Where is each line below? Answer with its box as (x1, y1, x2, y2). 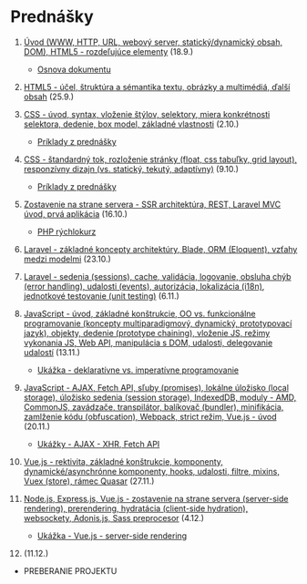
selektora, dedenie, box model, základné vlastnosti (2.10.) (23, 118, 240, 129)
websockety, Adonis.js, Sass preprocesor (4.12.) (23, 512, 204, 523)
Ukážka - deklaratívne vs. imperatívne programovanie (36, 364, 240, 375)
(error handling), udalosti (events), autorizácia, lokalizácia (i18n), (23, 281, 265, 292)
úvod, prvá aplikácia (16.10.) (23, 208, 128, 220)
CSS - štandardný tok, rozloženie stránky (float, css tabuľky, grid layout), (23, 153, 298, 165)
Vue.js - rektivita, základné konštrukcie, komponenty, (23, 456, 224, 466)
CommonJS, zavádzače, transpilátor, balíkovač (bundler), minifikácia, (23, 401, 284, 412)
